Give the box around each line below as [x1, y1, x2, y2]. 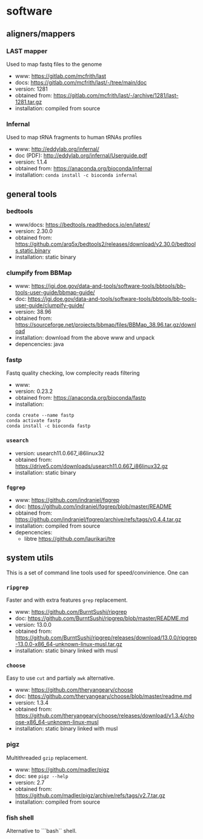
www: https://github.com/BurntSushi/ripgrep [15, 608, 127, 616]
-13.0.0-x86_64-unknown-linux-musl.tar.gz [15, 641, 122, 648]
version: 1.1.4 [15, 158, 47, 165]
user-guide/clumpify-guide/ [15, 302, 85, 309]
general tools [6, 189, 58, 199]
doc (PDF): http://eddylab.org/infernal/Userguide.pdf [15, 152, 147, 159]
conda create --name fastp [6, 413, 75, 419]
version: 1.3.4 [15, 699, 49, 706]
